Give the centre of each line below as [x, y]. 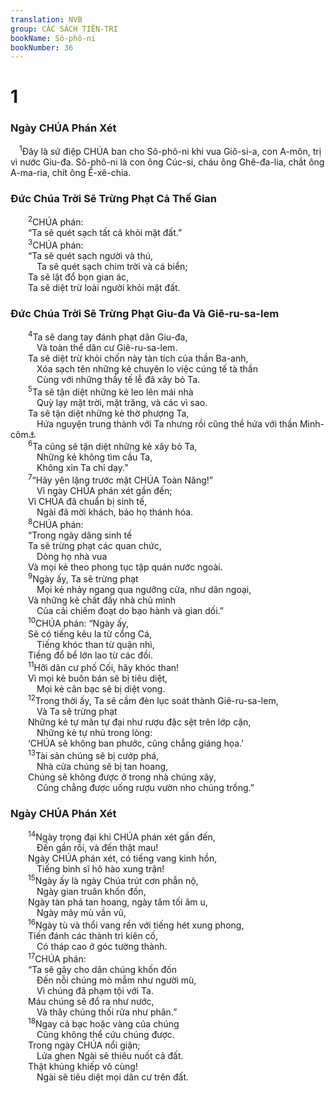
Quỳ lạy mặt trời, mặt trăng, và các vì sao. [122, 402]
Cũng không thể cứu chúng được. [105, 1035]
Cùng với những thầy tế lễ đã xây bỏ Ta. [118, 379]
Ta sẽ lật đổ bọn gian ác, [79, 277]
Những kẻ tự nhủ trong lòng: [94, 733]
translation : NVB [46, 19]
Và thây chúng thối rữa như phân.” [107, 1012]
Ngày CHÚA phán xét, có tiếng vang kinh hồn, [123, 858]
